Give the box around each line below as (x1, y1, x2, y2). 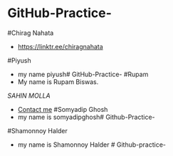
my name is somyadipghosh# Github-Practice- (17, 113, 155, 121)
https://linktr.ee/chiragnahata (17, 42, 103, 51)
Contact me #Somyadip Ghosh (17, 105, 108, 113)
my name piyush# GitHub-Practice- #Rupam (17, 70, 149, 78)
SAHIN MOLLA (7, 91, 51, 100)
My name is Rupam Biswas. (17, 77, 99, 86)
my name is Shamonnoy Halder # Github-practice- (17, 140, 166, 149)
